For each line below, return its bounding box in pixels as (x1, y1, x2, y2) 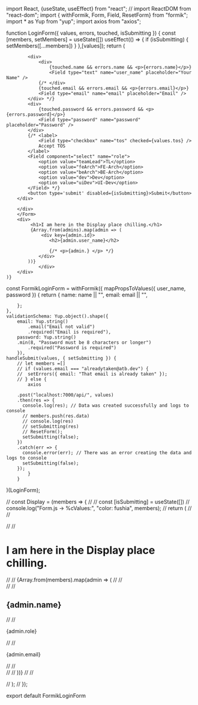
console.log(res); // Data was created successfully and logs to (22, 403, 189, 409)
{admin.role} (6, 627, 37, 635)
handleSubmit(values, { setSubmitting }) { (6, 355, 117, 361)
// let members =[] (17, 361, 66, 367)
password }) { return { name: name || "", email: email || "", (6, 291, 148, 298)
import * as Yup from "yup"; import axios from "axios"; (6, 18, 142, 25)
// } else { (17, 376, 47, 382)
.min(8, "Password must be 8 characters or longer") (17, 340, 152, 346)
